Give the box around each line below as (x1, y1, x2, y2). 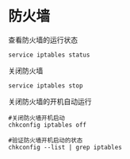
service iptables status (8, 51, 90, 59)
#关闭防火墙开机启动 (8, 114, 66, 122)
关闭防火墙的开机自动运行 (8, 96, 92, 106)
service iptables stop (8, 81, 83, 90)
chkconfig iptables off (8, 121, 87, 129)
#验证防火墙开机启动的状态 (8, 136, 83, 144)
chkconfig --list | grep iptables (8, 143, 123, 151)
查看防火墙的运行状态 (8, 35, 78, 45)
